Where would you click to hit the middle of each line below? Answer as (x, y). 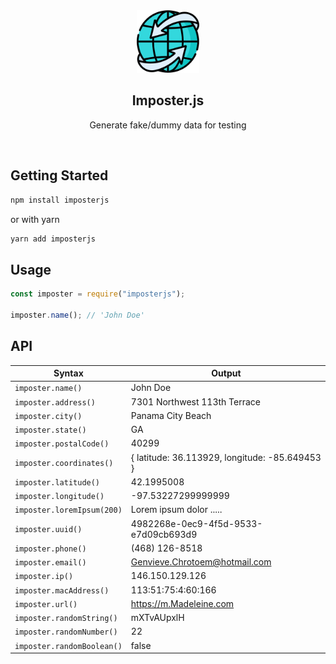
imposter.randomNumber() (66, 632)
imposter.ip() (44, 577)
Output (226, 373)
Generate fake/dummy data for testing (168, 125)
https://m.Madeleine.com (182, 603)
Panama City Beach (171, 415)
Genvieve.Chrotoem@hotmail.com (201, 562)
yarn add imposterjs (53, 239)
